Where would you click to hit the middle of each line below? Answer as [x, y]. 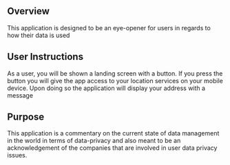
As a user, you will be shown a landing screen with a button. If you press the [115, 73]
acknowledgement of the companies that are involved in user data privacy [112, 148]
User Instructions [45, 57]
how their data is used [39, 35]
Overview [29, 11]
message [20, 95]
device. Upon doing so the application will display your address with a [106, 88]
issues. [17, 155]
